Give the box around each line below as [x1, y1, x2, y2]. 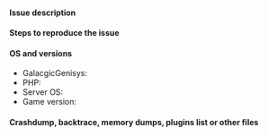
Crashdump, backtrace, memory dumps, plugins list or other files [9, 116, 259, 127]
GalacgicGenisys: [22, 68, 88, 79]
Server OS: [22, 87, 64, 98]
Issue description [9, 7, 76, 18]
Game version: [22, 97, 76, 107]
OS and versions [9, 47, 73, 58]
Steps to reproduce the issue [9, 28, 120, 38]
